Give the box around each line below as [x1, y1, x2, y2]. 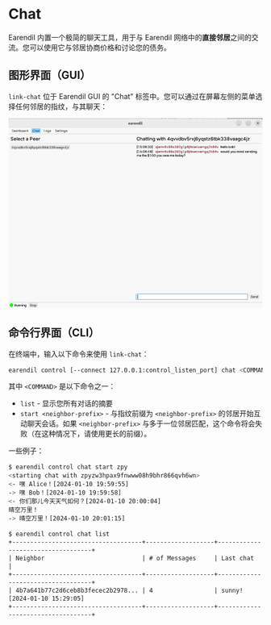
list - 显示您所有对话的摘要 [19, 398, 113, 408]
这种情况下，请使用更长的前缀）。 [41, 429, 152, 439]
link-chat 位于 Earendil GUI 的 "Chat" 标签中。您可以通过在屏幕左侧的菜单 [8, 91, 256, 101]
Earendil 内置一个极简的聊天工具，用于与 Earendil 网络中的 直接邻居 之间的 [8, 32, 252, 42]
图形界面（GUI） [8, 69, 91, 82]
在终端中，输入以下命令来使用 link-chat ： [8, 348, 149, 359]
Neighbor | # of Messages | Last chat [15, 554, 254, 562]
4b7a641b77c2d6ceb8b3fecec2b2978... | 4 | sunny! [15, 586, 244, 594]
